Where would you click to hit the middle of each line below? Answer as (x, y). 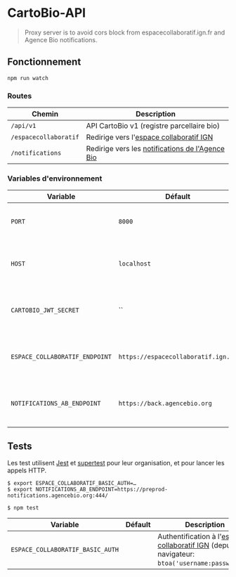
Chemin (45, 114)
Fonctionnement (44, 62)
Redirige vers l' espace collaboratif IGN (150, 137)
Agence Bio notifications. (61, 39)
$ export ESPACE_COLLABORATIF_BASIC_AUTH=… (72, 484)
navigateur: (176, 555)
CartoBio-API (47, 13)
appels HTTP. (27, 471)
